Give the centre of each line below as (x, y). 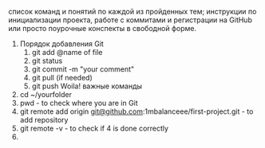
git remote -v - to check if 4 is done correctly (94, 128)
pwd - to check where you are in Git (79, 103)
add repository (44, 120)
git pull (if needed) (62, 78)
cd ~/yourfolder (45, 94)
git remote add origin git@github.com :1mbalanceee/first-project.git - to (136, 111)
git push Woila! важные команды (87, 86)
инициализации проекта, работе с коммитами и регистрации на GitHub (131, 20)
